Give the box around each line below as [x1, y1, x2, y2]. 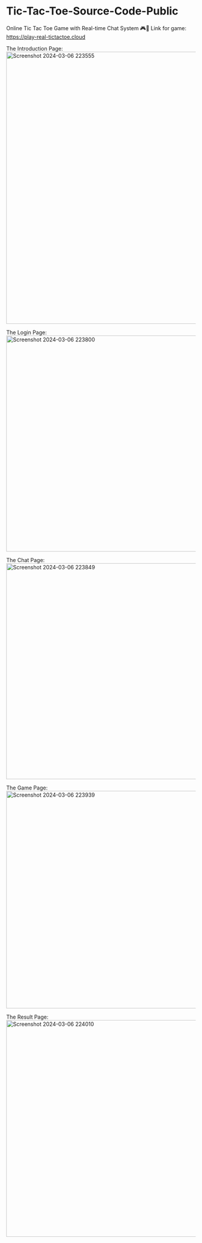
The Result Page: [6, 1013, 49, 1020]
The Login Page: [6, 329, 47, 336]
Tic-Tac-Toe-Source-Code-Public [6, 4, 179, 18]
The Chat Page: [6, 556, 45, 563]
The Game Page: [6, 784, 48, 791]
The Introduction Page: [6, 45, 63, 52]
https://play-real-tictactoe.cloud [6, 33, 86, 40]
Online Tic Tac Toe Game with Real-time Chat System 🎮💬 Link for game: [6, 24, 186, 31]
